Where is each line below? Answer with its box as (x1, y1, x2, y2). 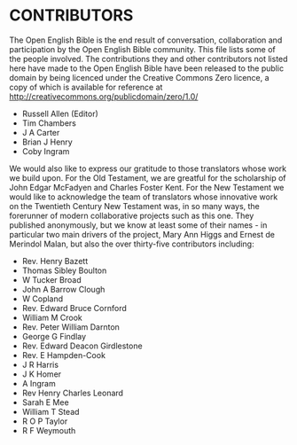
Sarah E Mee (21, 396, 69, 408)
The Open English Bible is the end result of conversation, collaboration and (9, 35, 283, 45)
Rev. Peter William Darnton (21, 321, 120, 332)
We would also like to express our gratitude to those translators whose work (9, 163, 287, 174)
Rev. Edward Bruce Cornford (21, 302, 127, 313)
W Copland (21, 293, 64, 304)
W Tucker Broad (21, 274, 82, 285)
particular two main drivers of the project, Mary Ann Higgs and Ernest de (9, 229, 275, 239)
